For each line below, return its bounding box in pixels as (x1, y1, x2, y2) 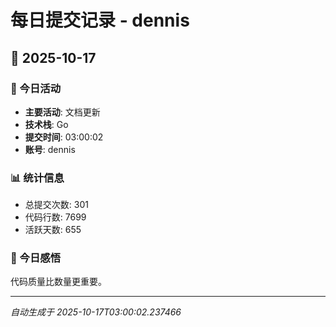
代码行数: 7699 (24, 211, 87, 223)
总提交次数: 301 (24, 199, 89, 211)
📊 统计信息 (10, 171, 65, 185)
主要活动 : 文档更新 (24, 106, 101, 118)
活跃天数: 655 (24, 224, 82, 236)
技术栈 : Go (24, 118, 69, 130)
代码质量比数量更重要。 (10, 276, 107, 288)
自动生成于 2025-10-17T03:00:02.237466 (10, 306, 182, 318)
